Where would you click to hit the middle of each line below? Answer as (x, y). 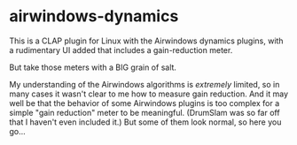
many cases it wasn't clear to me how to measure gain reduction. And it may (149, 94)
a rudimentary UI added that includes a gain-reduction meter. (121, 50)
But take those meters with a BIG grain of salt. (93, 67)
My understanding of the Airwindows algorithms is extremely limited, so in (145, 84)
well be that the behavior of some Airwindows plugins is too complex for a (145, 103)
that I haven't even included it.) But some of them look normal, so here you (145, 122)
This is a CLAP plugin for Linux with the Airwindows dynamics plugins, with (146, 41)
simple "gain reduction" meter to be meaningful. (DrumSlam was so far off (145, 112)
